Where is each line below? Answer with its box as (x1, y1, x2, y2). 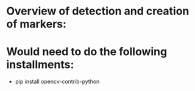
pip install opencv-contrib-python (15, 78, 100, 86)
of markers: (6, 17, 67, 31)
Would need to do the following (6, 45, 168, 59)
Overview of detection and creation (6, 4, 190, 18)
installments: (6, 58, 74, 72)
